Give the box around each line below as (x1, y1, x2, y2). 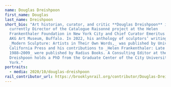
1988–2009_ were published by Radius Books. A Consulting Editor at (9, 50, 158, 55)
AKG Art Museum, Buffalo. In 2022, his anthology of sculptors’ (9, 36, 149, 41)
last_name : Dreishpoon (5, 17, 53, 22)
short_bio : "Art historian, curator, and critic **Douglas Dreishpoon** (5, 21, 163, 27)
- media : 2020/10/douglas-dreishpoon (9, 70, 90, 75)
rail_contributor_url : (5, 74, 53, 79)
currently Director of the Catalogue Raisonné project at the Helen (9, 27, 158, 32)
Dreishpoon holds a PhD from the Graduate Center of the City (9, 55, 144, 60)
